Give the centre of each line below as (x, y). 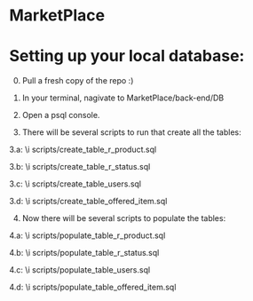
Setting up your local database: (127, 56)
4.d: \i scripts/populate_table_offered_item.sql (93, 287)
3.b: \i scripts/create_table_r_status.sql (80, 167)
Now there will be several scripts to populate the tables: (124, 218)
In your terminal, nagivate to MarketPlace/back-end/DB (123, 98)
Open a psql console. (61, 115)
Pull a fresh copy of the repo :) (78, 81)
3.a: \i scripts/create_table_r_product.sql (83, 150)
